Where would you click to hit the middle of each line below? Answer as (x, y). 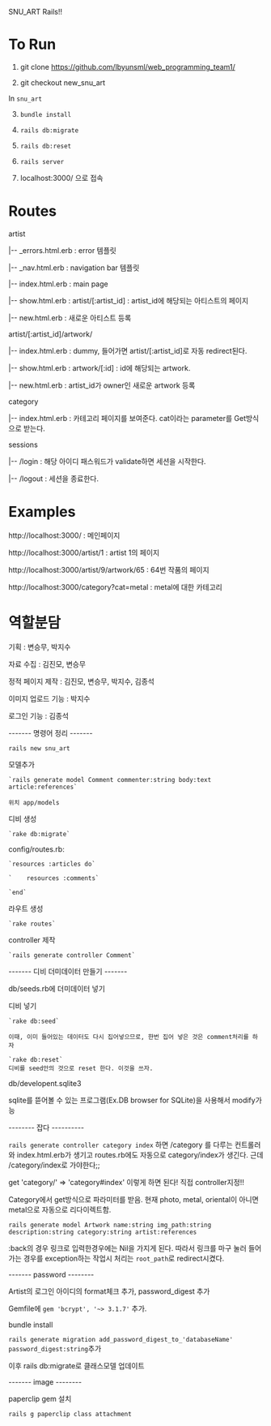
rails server (42, 161)
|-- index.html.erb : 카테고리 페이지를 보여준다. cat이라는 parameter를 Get (127, 418)
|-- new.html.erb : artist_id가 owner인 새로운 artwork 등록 (102, 385)
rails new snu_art (39, 748)
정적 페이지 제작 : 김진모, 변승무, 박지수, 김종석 (82, 681)
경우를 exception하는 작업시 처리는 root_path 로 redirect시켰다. (124, 1258)
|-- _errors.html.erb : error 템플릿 (63, 250)
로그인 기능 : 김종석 (38, 715)
